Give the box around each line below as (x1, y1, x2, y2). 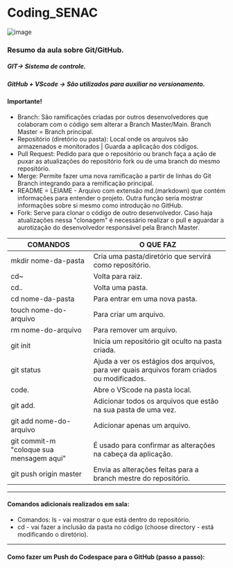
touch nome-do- (10, 305, 67, 315)
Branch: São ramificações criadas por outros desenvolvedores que (17, 112, 209, 121)
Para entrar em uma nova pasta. (93, 293, 198, 303)
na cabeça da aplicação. (93, 449, 173, 458)
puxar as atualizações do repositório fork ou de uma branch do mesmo (17, 157, 221, 165)
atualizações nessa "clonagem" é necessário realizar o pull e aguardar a (17, 216, 224, 224)
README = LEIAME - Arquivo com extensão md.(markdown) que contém (17, 186, 225, 195)
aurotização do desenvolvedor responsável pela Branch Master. (17, 223, 200, 232)
